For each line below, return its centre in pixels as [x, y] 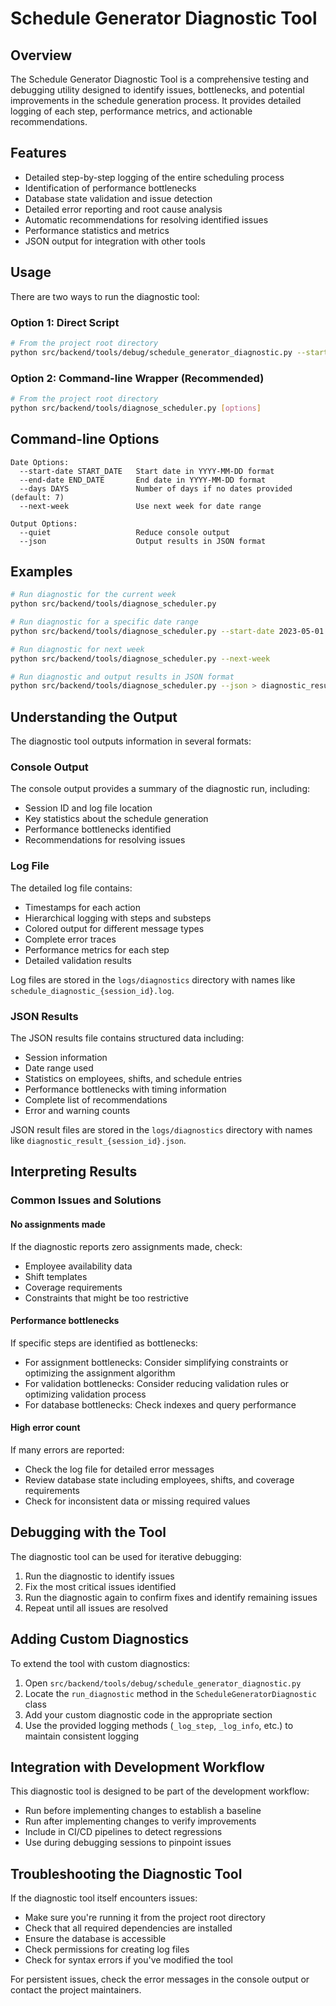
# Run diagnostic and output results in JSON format [122, 677]
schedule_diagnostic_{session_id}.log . [92, 990]
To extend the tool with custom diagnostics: [100, 1663]
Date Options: [40, 462]
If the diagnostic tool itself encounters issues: [104, 1898]
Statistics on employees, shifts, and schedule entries [133, 1079]
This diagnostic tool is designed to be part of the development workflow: [160, 1791]
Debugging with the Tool [88, 1532]
